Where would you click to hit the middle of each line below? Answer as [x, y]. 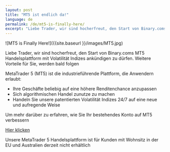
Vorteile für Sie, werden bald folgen [42, 64]
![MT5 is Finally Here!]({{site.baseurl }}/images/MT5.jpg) [64, 43]
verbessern [17, 120]
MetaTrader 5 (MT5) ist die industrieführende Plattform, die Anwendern [79, 73]
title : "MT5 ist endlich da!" [37, 15]
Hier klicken [18, 130]
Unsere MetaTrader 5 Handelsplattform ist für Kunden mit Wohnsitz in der [82, 140]
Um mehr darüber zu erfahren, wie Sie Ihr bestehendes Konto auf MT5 [79, 115]
